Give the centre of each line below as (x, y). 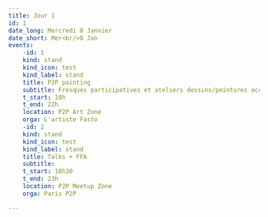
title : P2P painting (57, 82)
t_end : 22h (41, 105)
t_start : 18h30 (48, 172)
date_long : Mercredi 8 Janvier (60, 30)
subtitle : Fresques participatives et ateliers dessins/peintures (135, 90)
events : (21, 45)
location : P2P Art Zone (62, 112)
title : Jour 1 (32, 16)
